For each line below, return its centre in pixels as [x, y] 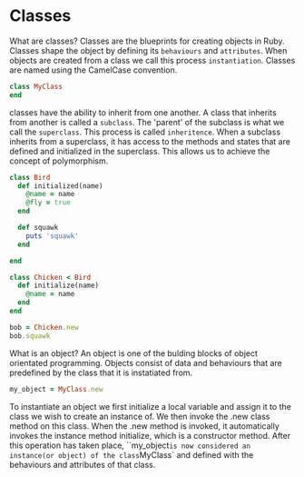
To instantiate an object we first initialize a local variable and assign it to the [151, 406]
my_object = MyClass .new [56, 389]
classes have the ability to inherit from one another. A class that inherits [143, 112]
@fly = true [48, 203]
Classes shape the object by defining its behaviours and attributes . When [148, 50]
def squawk [38, 228]
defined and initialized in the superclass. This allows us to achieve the [140, 151]
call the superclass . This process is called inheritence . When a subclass [145, 132]
